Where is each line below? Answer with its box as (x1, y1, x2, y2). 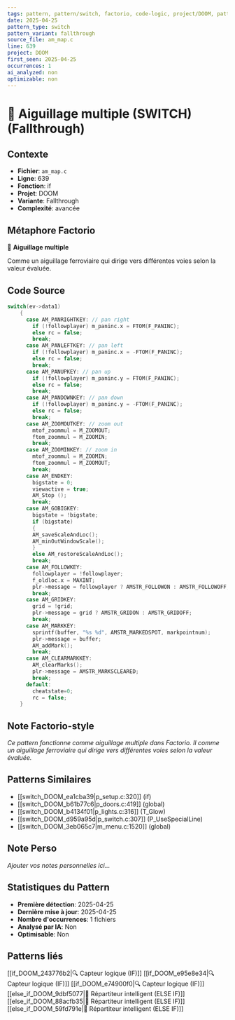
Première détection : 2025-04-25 (17, 900, 114, 909)
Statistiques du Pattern (7, 881, 110, 894)
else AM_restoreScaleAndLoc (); (32, 551, 124, 558)
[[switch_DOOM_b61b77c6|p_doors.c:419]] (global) (17, 800, 165, 808)
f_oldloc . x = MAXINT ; (32, 576, 96, 584)
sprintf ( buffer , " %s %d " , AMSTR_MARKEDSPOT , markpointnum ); (32, 629, 211, 636)
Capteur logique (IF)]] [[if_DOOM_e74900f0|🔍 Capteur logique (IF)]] (7, 979, 205, 988)
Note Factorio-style (7, 720, 94, 732)
